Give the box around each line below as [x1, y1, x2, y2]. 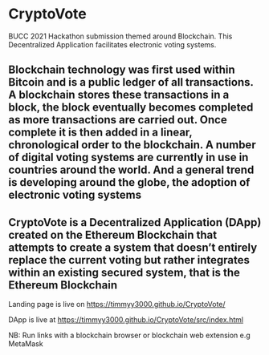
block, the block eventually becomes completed [8, 101, 254, 115]
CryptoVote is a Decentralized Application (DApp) [8, 216, 262, 229]
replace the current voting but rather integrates [8, 253, 251, 267]
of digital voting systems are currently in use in [8, 151, 249, 164]
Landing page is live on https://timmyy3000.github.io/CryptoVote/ [8, 300, 226, 309]
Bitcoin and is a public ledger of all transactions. [8, 75, 254, 89]
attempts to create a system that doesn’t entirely [8, 240, 258, 254]
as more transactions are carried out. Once [8, 113, 227, 127]
